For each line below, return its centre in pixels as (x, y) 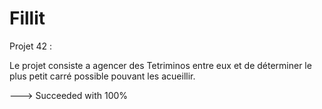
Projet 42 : (30, 46)
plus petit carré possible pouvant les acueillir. (102, 76)
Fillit (27, 18)
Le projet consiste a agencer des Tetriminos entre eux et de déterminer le (160, 65)
